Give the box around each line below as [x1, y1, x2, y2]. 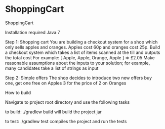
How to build [5, 89, 31, 95]
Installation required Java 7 [5, 29, 60, 35]
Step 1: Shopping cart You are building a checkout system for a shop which [5, 39, 158, 45]
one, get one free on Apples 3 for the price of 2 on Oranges [5, 80, 126, 86]
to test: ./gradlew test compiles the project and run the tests [5, 118, 127, 124]
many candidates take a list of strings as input [5, 65, 99, 71]
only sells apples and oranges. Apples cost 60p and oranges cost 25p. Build [5, 44, 161, 50]
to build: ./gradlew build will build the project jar [5, 109, 102, 115]
